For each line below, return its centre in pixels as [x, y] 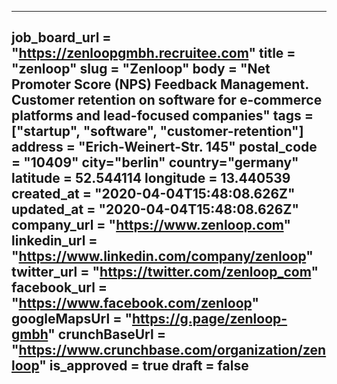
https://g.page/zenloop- [209, 319]
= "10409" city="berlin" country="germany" [155, 162]
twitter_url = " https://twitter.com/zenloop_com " [165, 272]
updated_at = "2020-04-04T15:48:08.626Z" [155, 209]
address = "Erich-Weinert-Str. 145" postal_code [164, 147]
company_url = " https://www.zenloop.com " [151, 225]
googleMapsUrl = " [72, 319]
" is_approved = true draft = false [144, 366]
